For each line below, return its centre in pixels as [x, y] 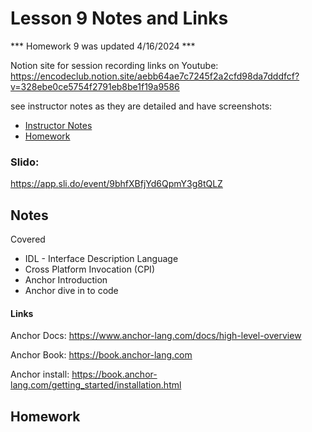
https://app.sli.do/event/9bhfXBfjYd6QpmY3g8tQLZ [116, 184]
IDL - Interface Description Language [101, 259]
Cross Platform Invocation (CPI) [89, 269]
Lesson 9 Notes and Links [119, 18]
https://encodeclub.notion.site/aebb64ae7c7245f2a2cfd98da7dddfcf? [155, 76]
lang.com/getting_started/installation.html [96, 385]
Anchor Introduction [66, 280]
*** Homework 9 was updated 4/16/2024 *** [103, 46]
